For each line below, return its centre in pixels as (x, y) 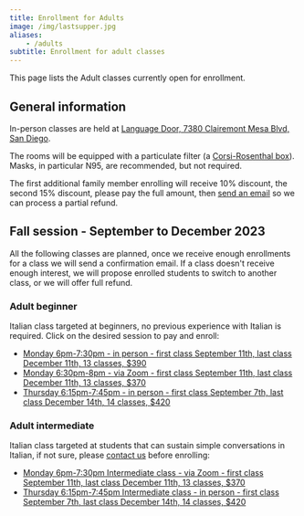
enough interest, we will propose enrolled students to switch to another (143, 273)
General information (68, 106)
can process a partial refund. (64, 203)
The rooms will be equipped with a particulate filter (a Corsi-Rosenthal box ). (152, 155)
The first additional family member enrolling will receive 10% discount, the (148, 183)
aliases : (26, 35)
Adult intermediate (52, 426)
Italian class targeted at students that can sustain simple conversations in (147, 446)
